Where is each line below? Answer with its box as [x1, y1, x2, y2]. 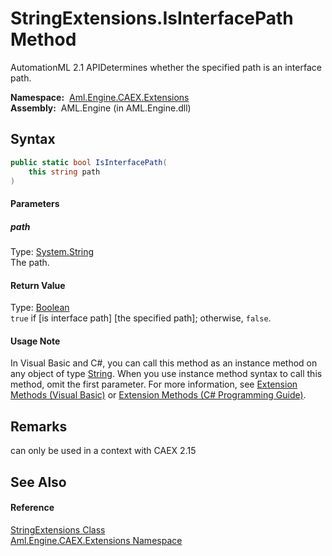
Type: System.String [10, 245, 95, 257]
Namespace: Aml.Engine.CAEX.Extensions [10, 91, 190, 103]
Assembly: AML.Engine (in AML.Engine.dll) [10, 102, 192, 114]
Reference [10, 502, 55, 514]
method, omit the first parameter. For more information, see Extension [10, 378, 298, 391]
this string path [28, 167, 101, 177]
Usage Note [10, 335, 61, 347]
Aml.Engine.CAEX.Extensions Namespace [10, 534, 183, 546]
